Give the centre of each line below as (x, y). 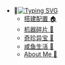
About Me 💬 (40, 54)
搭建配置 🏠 (40, 18)
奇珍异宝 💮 (39, 38)
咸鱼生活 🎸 (39, 47)
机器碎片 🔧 (39, 29)
